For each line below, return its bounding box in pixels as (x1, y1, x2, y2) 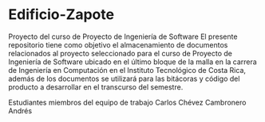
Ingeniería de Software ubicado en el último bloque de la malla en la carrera (8, 57, 257, 67)
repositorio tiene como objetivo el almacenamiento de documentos (8, 40, 228, 49)
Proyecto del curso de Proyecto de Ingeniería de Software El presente (8, 32, 238, 41)
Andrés (8, 105, 33, 116)
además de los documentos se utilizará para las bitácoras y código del (8, 74, 240, 83)
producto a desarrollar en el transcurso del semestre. (8, 82, 184, 92)
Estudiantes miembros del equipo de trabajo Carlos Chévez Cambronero (8, 97, 247, 107)
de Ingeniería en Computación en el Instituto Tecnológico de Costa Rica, (8, 65, 246, 74)
